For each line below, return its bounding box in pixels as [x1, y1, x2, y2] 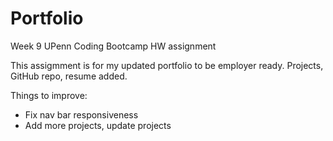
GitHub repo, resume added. [10, 70, 128, 82]
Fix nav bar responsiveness [24, 108, 139, 121]
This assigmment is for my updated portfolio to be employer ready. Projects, [10, 59, 324, 71]
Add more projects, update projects [24, 119, 172, 131]
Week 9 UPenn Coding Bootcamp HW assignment [10, 40, 217, 52]
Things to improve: [10, 89, 88, 101]
